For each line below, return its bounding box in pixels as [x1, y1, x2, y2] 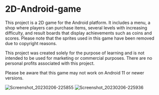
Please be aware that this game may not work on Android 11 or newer [5, 70, 144, 75]
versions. [5, 75, 23, 81]
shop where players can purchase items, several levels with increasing [5, 24, 148, 30]
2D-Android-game [5, 3, 82, 15]
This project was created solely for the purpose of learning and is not [5, 50, 145, 56]
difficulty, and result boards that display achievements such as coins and [5, 30, 152, 36]
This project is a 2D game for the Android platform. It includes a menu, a [5, 20, 151, 25]
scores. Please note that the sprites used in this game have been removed [5, 35, 155, 41]
